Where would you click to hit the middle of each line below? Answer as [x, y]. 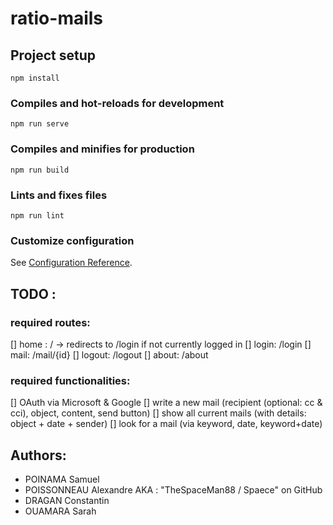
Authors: [38, 455]
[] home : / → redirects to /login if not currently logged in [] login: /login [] [161, 344]
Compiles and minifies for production [102, 149]
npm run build [40, 170]
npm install [35, 78]
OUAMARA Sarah [60, 511]
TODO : [33, 293]
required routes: [50, 322]
